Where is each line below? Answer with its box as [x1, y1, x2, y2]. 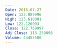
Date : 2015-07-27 [5, 7, 42, 12]
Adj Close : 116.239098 [5, 30, 53, 35]
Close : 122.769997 [5, 26, 44, 31]
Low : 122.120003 [5, 21, 39, 26]
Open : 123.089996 [5, 12, 42, 17]
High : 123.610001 [5, 16, 42, 21]
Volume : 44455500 [5, 35, 42, 40]
